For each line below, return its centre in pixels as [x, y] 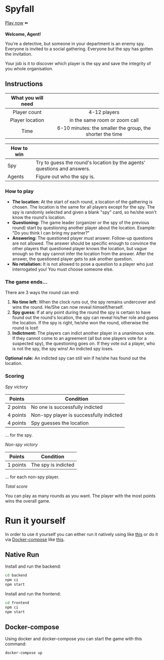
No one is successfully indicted [67, 407]
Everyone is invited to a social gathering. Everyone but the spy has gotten [79, 49]
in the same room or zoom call [104, 120]
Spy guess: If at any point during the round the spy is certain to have [81, 312]
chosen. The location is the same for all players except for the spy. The [83, 207]
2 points [17, 407]
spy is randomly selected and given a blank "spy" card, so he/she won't [84, 212]
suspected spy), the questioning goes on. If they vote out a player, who [83, 343]
